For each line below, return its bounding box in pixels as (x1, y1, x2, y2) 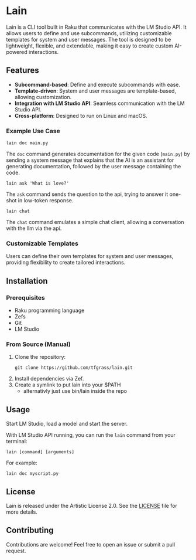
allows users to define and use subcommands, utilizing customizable (6, 29, 172, 36)
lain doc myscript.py (6, 471, 59, 477)
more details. (6, 508, 38, 515)
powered (6, 48, 27, 55)
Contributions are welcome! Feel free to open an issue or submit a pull (6, 541, 176, 548)
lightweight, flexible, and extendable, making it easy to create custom (6, 42, 174, 49)
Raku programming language (14, 307, 85, 314)
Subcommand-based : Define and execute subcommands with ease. (14, 81, 180, 88)
